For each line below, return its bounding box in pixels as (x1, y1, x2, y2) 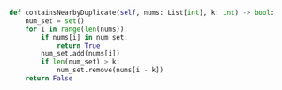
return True (56, 41, 101, 50)
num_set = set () (25, 16, 86, 26)
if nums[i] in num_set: (41, 33, 128, 41)
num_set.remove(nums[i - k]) (56, 66, 164, 75)
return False (25, 74, 73, 83)
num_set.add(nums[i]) (41, 49, 121, 58)
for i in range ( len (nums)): (25, 25, 128, 34)
